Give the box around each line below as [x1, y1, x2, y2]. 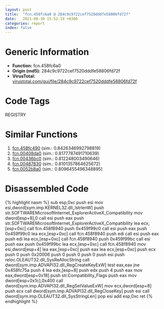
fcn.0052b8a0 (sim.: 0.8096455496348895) [12, 166, 103, 172]
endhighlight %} [5, 298, 38, 304]
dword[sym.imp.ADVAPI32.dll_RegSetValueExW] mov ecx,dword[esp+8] [5, 283, 152, 288]
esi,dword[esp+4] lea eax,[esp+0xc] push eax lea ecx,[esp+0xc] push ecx [5, 246, 156, 252]
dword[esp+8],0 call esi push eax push [5, 215, 84, 221]
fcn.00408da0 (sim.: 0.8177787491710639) [12, 150, 99, 156]
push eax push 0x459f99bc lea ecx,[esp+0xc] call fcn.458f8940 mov [5, 241, 146, 247]
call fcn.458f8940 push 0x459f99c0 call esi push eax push [27, 225, 147, 231]
